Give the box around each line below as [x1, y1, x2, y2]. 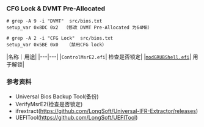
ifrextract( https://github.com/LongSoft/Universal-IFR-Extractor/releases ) [15, 107, 199, 114]
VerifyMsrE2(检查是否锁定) [15, 100, 83, 107]
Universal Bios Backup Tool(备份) [15, 93, 99, 100]
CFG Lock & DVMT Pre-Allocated [6, 4, 106, 13]
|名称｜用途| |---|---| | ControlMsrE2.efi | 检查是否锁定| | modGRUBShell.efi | [6, 53, 192, 60]
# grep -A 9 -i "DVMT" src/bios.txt [6, 18, 103, 24]
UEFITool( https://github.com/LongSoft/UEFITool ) [15, 114, 138, 121]
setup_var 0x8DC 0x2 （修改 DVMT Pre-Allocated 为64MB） [6, 24, 153, 31]
